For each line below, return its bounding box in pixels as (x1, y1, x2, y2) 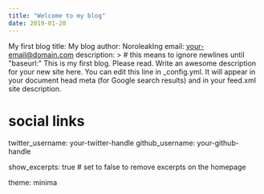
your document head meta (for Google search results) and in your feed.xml (8, 75, 257, 85)
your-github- (197, 138, 239, 148)
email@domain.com (8, 50, 75, 59)
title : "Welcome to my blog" (8, 11, 106, 20)
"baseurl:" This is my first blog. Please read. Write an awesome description (8, 58, 257, 68)
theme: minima (8, 178, 58, 188)
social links (8, 111, 85, 130)
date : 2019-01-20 (8, 19, 67, 27)
